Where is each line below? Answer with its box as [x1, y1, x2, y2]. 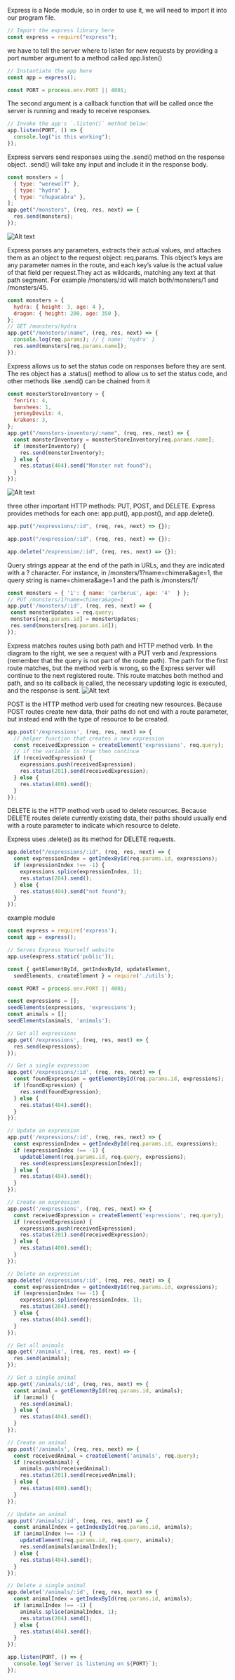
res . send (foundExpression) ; [20, 1088, 102, 1096]
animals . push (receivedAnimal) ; [20, 1466, 112, 1473]
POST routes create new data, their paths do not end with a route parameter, [7, 707, 229, 716]
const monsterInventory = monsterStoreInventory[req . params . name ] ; [13, 436, 215, 443]
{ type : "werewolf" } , [13, 180, 80, 187]
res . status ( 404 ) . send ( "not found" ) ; [20, 887, 128, 895]
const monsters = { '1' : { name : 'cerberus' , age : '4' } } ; [7, 589, 190, 596]
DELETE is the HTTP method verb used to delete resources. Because [7, 807, 207, 815]
